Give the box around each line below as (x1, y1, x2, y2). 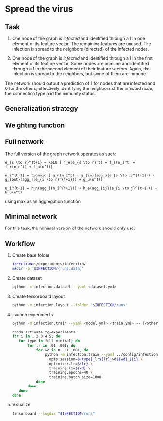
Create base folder (12, 252, 50, 258)
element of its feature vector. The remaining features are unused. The (12, 41, 151, 47)
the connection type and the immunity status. (5, 91, 96, 96)
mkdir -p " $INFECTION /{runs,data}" (12, 266, 84, 271)
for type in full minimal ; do (18, 339, 80, 344)
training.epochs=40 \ (49, 370, 93, 375)
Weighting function (5, 121, 65, 129)
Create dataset (12, 275, 42, 281)
